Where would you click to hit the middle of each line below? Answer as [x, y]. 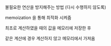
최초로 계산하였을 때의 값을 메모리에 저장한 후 [48, 28]
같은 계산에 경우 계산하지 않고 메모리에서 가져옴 [50, 38]
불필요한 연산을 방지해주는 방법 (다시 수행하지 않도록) [56, 7]
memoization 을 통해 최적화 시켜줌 [38, 18]
